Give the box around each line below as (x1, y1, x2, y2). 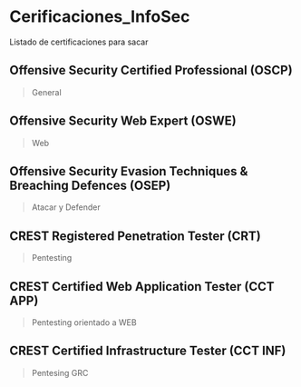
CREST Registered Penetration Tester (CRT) (9, 228, 261, 243)
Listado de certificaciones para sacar (9, 36, 149, 47)
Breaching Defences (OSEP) (9, 177, 171, 193)
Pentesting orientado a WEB (31, 317, 138, 328)
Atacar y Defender (31, 202, 102, 213)
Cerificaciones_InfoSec (9, 6, 190, 27)
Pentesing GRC (31, 367, 89, 378)
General (31, 86, 62, 97)
